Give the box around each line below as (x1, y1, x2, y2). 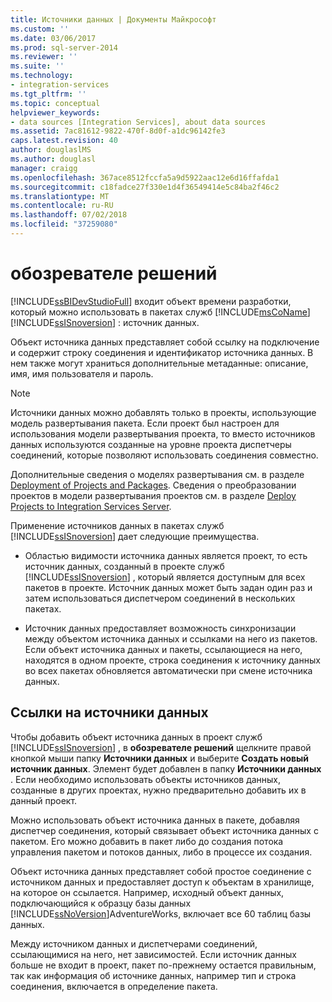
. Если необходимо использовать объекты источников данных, (10, 773, 282, 785)
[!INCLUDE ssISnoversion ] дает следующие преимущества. (10, 530, 260, 542)
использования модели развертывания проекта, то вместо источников (10, 427, 316, 440)
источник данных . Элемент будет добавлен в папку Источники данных (10, 762, 322, 775)
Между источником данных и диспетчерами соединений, (10, 937, 258, 950)
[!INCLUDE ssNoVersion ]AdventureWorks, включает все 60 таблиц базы (10, 907, 312, 920)
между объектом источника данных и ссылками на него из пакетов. (24, 632, 318, 645)
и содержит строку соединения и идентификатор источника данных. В (10, 346, 314, 358)
